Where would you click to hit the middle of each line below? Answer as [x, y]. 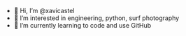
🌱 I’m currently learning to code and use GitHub [83, 25]
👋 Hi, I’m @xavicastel [44, 11]
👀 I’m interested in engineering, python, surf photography [96, 18]
